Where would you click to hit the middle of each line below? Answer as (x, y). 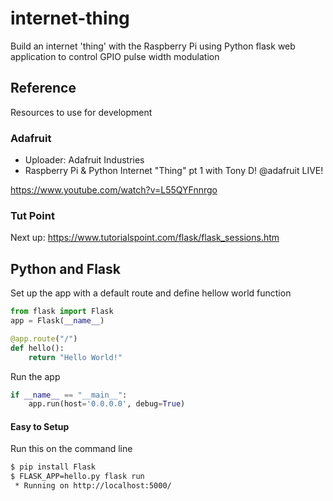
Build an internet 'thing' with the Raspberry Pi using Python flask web (153, 46)
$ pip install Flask (53, 467)
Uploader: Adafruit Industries (84, 160)
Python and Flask (65, 268)
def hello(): (37, 348)
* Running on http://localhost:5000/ (93, 486)
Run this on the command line (71, 449)
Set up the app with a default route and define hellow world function (151, 293)
